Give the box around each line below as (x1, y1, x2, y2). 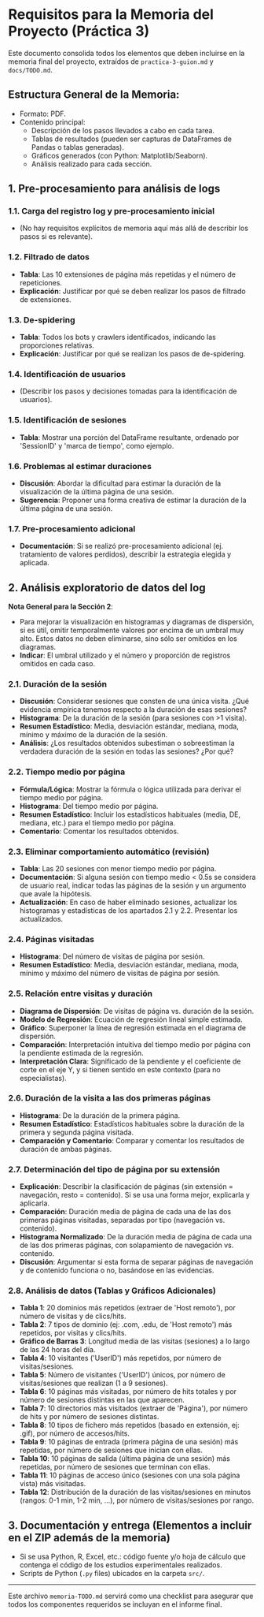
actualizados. (19, 914, 64, 923)
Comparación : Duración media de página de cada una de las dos (19, 1207, 232, 1216)
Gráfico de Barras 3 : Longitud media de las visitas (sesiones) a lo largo (19, 1336, 250, 1346)
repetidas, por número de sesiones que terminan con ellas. (19, 1462, 211, 1472)
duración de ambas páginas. (19, 1144, 112, 1153)
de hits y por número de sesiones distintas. (19, 1412, 159, 1421)
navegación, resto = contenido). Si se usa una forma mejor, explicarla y (19, 1190, 250, 1200)
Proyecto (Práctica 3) (8, 22, 150, 40)
